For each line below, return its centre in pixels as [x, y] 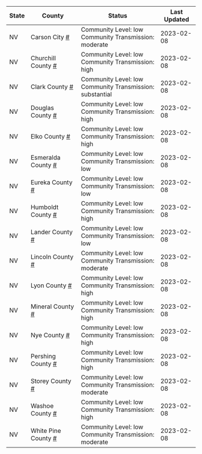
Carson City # [50, 37]
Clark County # [52, 87]
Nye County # [50, 335]
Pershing [43, 356]
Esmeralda [46, 157]
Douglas [42, 108]
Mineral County [52, 306]
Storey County [51, 381]
